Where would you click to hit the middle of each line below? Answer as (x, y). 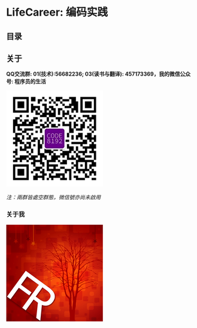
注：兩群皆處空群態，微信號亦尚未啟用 (53, 197)
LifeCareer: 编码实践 (57, 12)
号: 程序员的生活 (26, 82)
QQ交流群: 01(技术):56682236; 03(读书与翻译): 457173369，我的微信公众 (98, 74)
